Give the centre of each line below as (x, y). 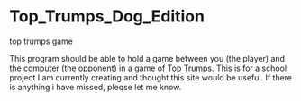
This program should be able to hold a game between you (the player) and (147, 58)
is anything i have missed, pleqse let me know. (96, 87)
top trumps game (41, 41)
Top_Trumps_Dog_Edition (107, 17)
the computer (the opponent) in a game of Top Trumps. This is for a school (148, 68)
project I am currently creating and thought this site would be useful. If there (151, 77)
